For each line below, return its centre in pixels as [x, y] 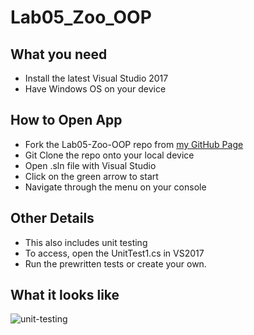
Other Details [52, 218]
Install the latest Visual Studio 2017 [96, 78]
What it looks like [65, 295]
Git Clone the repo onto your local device [109, 155]
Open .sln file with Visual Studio [90, 165]
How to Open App [66, 120]
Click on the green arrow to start [91, 176]
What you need [59, 54]
